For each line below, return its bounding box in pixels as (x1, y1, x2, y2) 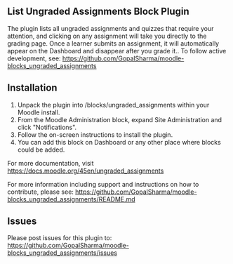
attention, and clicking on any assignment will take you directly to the (7, 32, 207, 40)
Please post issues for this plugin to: (7, 234, 112, 242)
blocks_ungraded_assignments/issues (7, 249, 118, 257)
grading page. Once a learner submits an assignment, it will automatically (7, 39, 220, 48)
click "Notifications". (17, 123, 77, 131)
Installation (7, 82, 58, 94)
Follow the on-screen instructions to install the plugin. (17, 130, 173, 139)
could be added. (17, 145, 65, 154)
